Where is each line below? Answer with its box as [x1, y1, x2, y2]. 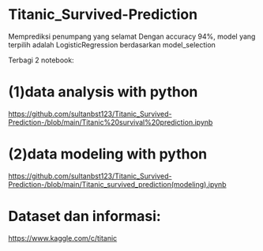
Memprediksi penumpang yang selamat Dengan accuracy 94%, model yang [8, 32, 256, 41]
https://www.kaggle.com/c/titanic [8, 233, 118, 242]
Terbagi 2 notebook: [8, 55, 74, 65]
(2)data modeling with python [8, 145, 208, 163]
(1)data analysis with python [8, 83, 198, 101]
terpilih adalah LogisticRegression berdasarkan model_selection [8, 39, 216, 49]
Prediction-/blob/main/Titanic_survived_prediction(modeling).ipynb [8, 179, 227, 189]
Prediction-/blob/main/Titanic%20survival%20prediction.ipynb [8, 117, 213, 127]
